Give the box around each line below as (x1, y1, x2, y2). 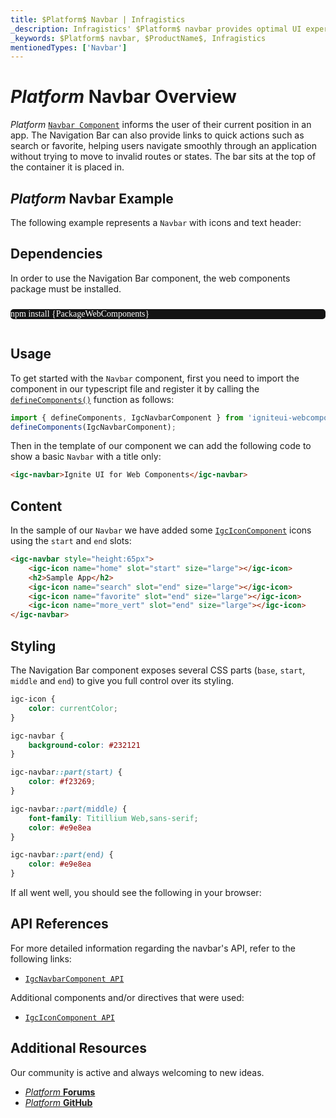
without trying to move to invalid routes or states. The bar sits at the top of (10, 151, 317, 163)
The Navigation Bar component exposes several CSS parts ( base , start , (10, 664, 306, 676)
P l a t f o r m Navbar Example (10, 190, 174, 207)
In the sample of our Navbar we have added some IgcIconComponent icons (10, 524, 312, 536)
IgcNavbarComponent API (24, 974, 125, 984)
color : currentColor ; (28, 703, 118, 713)
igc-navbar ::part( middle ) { (10, 804, 128, 814)
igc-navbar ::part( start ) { (10, 767, 123, 778)
